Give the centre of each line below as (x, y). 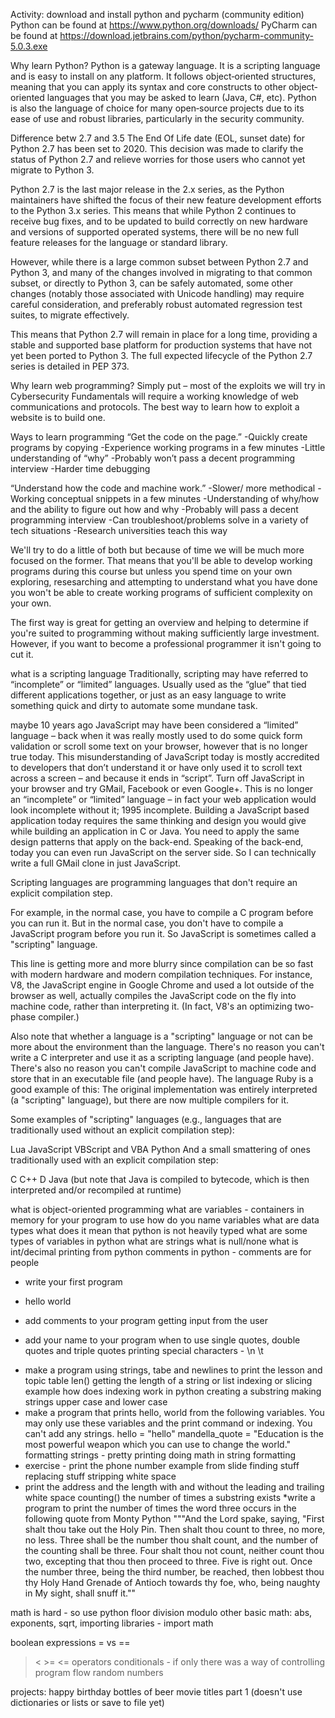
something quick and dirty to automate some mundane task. (134, 705)
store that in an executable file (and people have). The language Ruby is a (162, 1078)
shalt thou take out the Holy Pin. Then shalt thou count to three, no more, (175, 1529)
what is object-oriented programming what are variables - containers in (157, 1209)
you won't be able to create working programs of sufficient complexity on (161, 592)
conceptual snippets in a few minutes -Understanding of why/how (183, 498)
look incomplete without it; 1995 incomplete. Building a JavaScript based (160, 810)
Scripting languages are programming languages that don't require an (154, 882)
